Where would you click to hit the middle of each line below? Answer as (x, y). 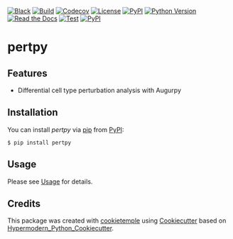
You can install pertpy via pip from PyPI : (66, 129)
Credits (24, 204)
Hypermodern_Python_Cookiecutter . (61, 228)
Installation (33, 112)
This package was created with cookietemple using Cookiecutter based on (117, 221)
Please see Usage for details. (50, 182)
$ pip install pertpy (39, 143)
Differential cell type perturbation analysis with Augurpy (99, 90)
